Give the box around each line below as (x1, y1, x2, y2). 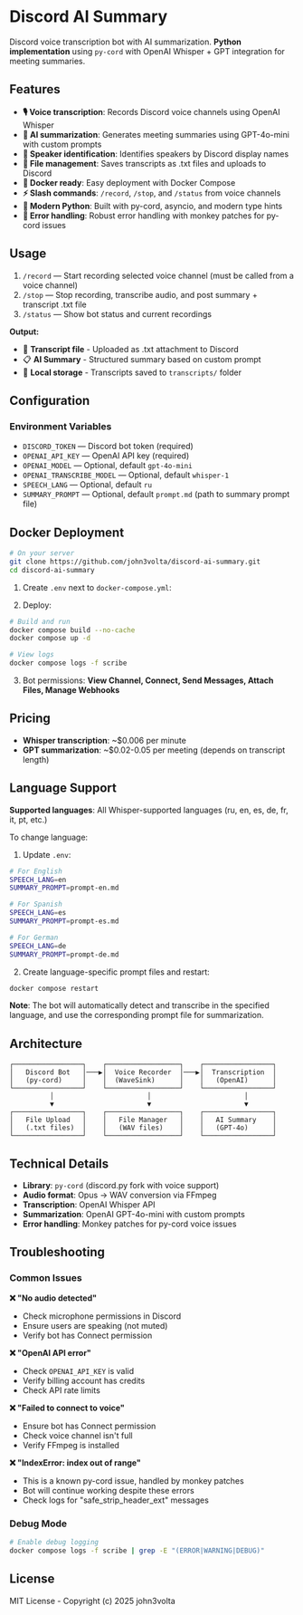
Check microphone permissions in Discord (22, 1311, 182, 1322)
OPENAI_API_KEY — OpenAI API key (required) (22, 450, 190, 461)
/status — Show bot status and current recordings (22, 308, 213, 319)
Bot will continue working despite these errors (22, 1485, 194, 1495)
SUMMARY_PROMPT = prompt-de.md (9, 949, 119, 959)
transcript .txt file (22, 299, 88, 310)
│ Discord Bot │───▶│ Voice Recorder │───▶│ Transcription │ (9, 1068, 278, 1077)
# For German (9, 933, 59, 942)
